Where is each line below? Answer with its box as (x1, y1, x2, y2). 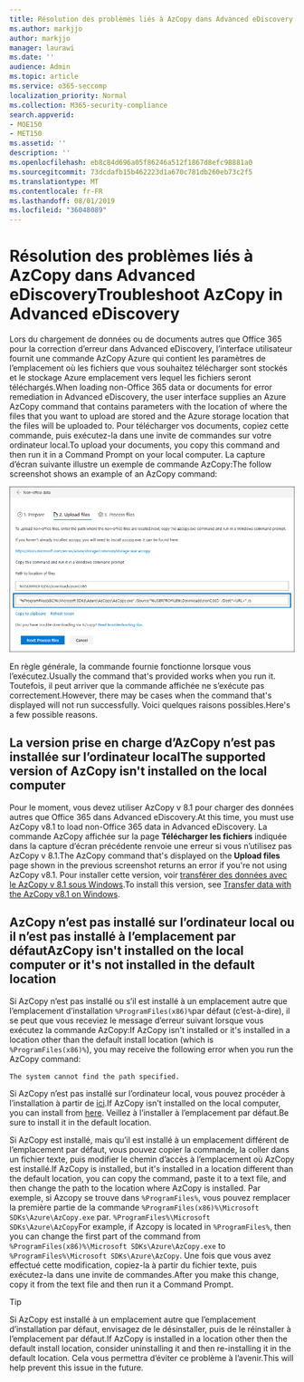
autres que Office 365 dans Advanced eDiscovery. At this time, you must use (9, 811, 294, 822)
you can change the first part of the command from (9, 1231, 201, 1242)
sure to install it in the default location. (9, 1116, 152, 1127)
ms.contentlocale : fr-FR (9, 187, 103, 196)
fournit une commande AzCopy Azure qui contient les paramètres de (9, 353, 267, 364)
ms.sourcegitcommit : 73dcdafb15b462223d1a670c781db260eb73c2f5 (9, 168, 253, 177)
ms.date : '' (9, 53, 54, 63)
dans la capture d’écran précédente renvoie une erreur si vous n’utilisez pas (9, 840, 292, 851)
